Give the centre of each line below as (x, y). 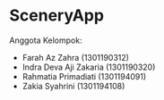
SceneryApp (57, 16)
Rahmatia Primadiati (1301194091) (84, 76)
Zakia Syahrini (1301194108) (73, 86)
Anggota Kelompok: (46, 40)
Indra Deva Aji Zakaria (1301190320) (89, 67)
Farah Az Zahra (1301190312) (76, 57)
